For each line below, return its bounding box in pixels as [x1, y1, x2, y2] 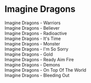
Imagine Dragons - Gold [4, 51, 53, 57]
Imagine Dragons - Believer [4, 25, 60, 31]
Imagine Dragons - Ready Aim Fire [4, 56, 74, 62]
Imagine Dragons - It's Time [4, 36, 61, 41]
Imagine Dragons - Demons [4, 62, 61, 68]
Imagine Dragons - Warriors [4, 20, 61, 26]
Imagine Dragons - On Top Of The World [4, 67, 87, 73]
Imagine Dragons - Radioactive [4, 30, 67, 36]
